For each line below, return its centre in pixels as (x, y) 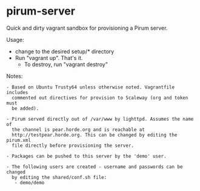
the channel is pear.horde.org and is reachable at (78, 129)
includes (17, 92)
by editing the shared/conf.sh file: (59, 177)
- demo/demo (29, 183)
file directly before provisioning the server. (73, 146)
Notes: (15, 76)
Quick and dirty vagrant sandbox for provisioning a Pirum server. (87, 28)
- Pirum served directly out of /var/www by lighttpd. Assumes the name (100, 119)
